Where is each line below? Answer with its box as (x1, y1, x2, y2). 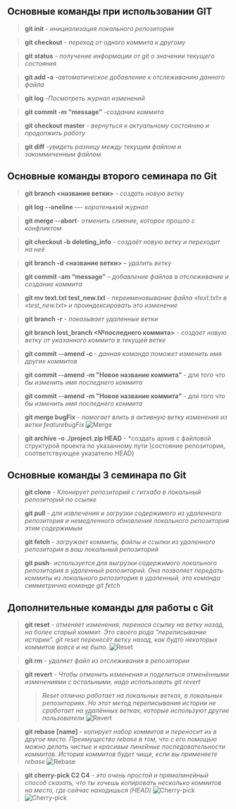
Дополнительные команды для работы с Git (7, 602, 213, 614)
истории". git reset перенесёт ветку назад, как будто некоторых (24, 636, 218, 644)
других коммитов (24, 357, 77, 365)
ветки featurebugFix (24, 420, 85, 428)
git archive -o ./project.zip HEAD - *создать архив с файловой (24, 433, 211, 443)
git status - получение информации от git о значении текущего (24, 51, 215, 60)
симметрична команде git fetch (24, 581, 121, 590)
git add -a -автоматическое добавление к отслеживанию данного (24, 73, 225, 81)
